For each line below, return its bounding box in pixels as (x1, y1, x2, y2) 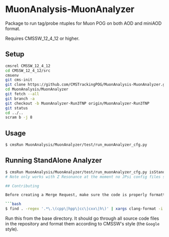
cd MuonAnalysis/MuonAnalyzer (5, 87, 69, 92)
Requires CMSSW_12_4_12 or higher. (5, 35, 79, 41)
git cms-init (5, 77, 33, 83)
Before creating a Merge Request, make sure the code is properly (5, 193, 147, 198)
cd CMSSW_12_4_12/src (5, 68, 51, 73)
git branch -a (5, 96, 35, 101)
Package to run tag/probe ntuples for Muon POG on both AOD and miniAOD (5, 20, 162, 26)
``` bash (5, 202, 22, 207)
